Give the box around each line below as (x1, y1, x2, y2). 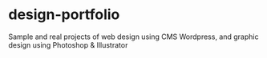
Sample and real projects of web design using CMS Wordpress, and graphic (8, 32, 259, 41)
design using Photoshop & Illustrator (8, 40, 128, 49)
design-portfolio (8, 6, 120, 24)
